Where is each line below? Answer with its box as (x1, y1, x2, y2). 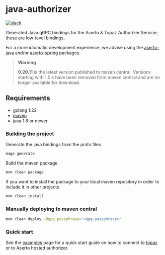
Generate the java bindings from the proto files (5, 142, 101, 148)
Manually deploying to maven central (5, 205, 97, 212)
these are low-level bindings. (5, 35, 65, 41)
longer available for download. (17, 80, 81, 85)
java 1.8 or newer (12, 118, 48, 124)
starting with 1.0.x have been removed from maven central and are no (17, 74, 161, 80)
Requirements (5, 94, 50, 102)
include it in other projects (5, 184, 59, 190)
